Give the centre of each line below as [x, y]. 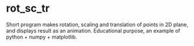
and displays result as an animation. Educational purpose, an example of [93, 30]
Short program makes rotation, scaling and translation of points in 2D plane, [97, 24]
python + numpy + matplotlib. [42, 37]
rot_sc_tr [28, 8]
